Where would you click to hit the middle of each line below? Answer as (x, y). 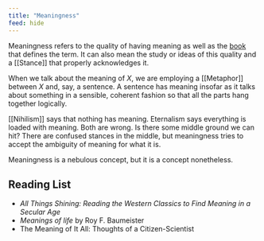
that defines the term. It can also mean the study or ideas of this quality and (132, 54)
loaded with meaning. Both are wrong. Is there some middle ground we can (131, 127)
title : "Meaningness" (44, 16)
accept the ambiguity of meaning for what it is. (85, 144)
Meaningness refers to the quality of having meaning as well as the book (127, 45)
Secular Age (40, 212)
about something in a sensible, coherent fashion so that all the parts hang (128, 95)
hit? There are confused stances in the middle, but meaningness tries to (126, 135)
